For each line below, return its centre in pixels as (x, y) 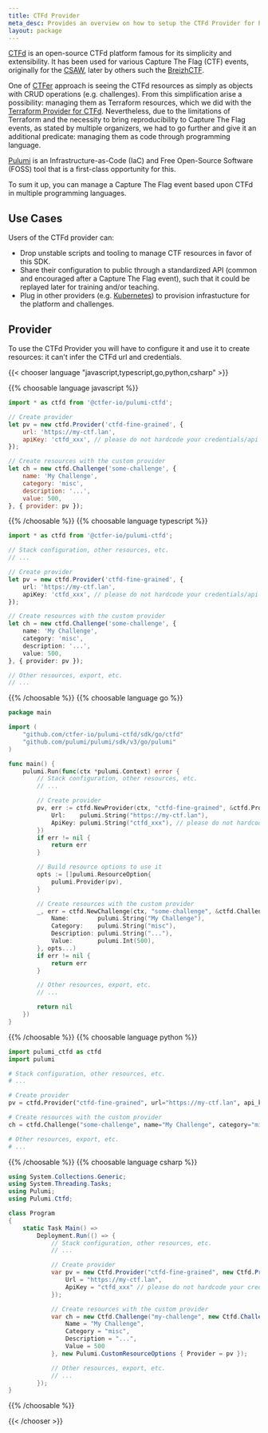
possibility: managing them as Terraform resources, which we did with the (130, 103)
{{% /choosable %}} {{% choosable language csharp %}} (103, 1162)
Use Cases (35, 218)
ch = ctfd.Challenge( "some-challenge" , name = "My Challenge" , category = (130, 1124)
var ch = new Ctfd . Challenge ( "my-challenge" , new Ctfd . (146, 1316)
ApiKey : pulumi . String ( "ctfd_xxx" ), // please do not (142, 823)
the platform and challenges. (67, 304)
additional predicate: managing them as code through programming (119, 137)
